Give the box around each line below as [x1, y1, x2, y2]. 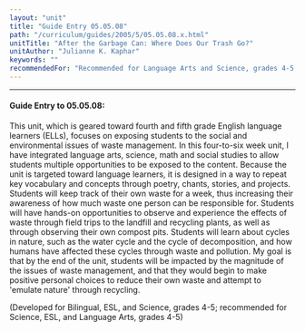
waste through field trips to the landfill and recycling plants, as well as [9, 217, 271, 228]
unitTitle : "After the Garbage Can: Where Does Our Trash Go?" [9, 38, 254, 48]
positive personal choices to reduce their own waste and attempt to [9, 275, 261, 286]
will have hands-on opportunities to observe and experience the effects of [9, 208, 288, 219]
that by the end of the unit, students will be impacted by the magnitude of [9, 256, 284, 267]
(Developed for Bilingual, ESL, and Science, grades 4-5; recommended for [9, 302, 288, 313]
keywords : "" [9, 55, 59, 64]
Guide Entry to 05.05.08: [9, 101, 105, 112]
